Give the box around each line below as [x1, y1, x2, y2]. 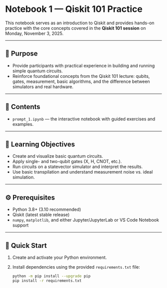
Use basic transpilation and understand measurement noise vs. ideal [12, 169, 153, 175]
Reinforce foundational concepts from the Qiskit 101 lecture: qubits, [12, 73, 150, 79]
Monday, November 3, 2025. [5, 30, 64, 36]
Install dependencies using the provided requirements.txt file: [12, 264, 140, 270]
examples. [12, 121, 34, 127]
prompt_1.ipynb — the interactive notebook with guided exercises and [12, 115, 156, 122]
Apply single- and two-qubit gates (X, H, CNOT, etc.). [12, 159, 122, 165]
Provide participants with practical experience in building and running [12, 62, 155, 68]
